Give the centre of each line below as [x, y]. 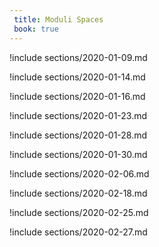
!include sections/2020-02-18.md [78, 193]
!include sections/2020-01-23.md [78, 115]
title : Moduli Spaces [58, 19]
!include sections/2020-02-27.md [78, 232]
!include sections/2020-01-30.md [78, 154]
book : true [36, 29]
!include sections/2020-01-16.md [77, 96]
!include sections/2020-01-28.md [78, 135]
